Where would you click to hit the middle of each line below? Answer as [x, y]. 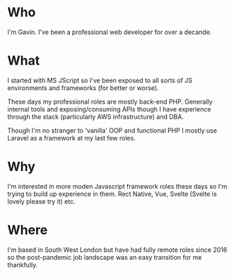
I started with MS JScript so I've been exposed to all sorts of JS [100, 80]
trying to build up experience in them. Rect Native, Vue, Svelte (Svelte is [112, 194]
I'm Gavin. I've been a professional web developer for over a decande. [110, 32]
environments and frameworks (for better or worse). [83, 88]
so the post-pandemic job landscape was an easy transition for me [105, 257]
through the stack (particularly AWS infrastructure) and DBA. [95, 116]
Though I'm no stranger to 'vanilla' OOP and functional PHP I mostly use [112, 130]
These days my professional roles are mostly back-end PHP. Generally [110, 101]
